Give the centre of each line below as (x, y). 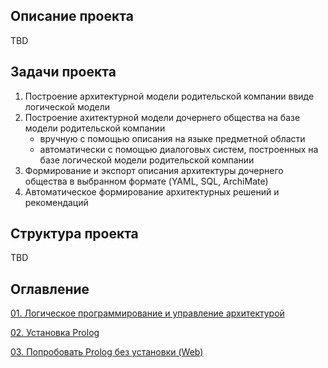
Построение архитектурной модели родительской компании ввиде (169, 96)
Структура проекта (74, 234)
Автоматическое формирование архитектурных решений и (152, 191)
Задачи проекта (63, 72)
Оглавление (50, 289)
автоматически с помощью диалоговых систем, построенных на (179, 149)
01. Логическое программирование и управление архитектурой (147, 313)
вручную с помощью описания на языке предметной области (172, 138)
